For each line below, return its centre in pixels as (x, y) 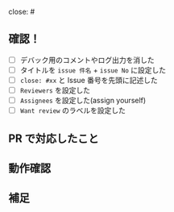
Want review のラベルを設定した (73, 110)
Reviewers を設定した (55, 90)
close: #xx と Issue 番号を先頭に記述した (89, 80)
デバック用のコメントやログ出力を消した (87, 60)
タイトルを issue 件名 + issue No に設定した (93, 70)
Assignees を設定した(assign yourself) (83, 101)
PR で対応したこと (54, 138)
